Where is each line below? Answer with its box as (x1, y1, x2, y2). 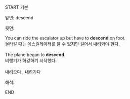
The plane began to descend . (5, 52, 66, 58)
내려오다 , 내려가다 (5, 69, 41, 75)
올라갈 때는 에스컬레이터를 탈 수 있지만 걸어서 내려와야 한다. (5, 41, 120, 47)
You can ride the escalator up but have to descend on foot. (5, 35, 126, 41)
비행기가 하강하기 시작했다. (5, 58, 57, 63)
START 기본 (5, 4, 29, 10)
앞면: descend (5, 15, 34, 21)
